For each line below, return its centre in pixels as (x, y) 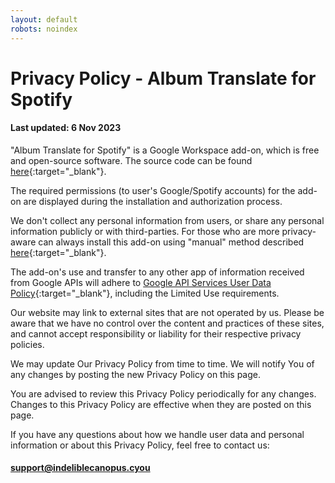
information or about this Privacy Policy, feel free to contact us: (140, 445)
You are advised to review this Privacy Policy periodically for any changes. (163, 393)
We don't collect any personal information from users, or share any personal (167, 220)
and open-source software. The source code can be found (131, 160)
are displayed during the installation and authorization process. (153, 201)
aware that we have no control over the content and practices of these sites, (167, 323)
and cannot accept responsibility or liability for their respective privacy (156, 333)
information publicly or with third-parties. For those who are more (145, 231)
